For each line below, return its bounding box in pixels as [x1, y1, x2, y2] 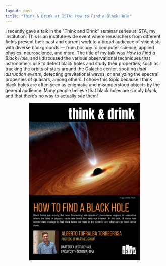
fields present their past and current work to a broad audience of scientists [5, 38, 161, 45]
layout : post [5, 8, 33, 13]
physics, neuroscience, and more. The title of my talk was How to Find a [5, 50, 155, 56]
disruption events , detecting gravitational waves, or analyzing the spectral [5, 71, 159, 77]
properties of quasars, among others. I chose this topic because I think [5, 76, 152, 82]
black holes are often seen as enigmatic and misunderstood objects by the [5, 81, 160, 88]
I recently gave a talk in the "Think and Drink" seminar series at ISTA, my [5, 28, 156, 34]
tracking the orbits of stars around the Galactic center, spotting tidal [5, 66, 146, 72]
